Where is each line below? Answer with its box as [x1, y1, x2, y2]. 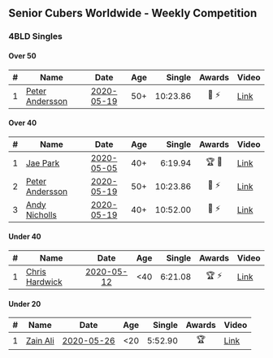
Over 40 [8, 118, 37, 128]
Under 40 [8, 231, 42, 242]
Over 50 [8, 50, 37, 60]
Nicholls [25, 209, 57, 220]
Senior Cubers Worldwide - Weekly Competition [8, 6, 258, 20]
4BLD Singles [8, 31, 63, 42]
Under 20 [8, 299, 41, 308]
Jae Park [25, 157, 60, 169]
